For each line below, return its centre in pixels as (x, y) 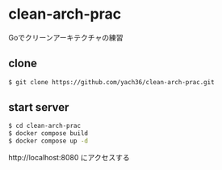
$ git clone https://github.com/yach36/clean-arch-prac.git (112, 82)
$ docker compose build (48, 134)
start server (39, 107)
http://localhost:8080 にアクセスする (69, 158)
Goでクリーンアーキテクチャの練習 (66, 37)
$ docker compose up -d (48, 141)
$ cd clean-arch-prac (45, 126)
